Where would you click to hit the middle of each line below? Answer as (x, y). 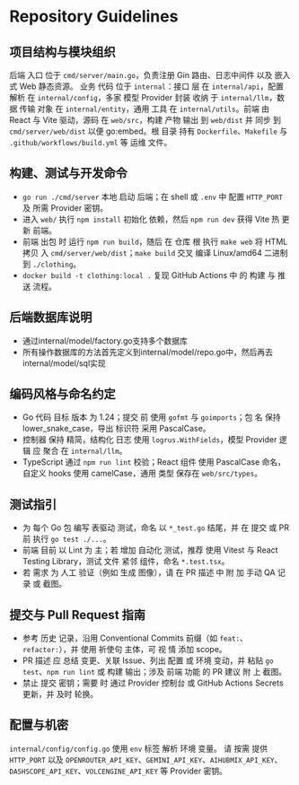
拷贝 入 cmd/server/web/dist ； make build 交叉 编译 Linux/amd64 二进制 (155, 252)
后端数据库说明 (51, 317)
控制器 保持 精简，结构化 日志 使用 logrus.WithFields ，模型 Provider (149, 440)
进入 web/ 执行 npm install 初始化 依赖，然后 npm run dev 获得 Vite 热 (151, 219)
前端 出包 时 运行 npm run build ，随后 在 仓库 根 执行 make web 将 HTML (155, 241)
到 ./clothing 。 (52, 264)
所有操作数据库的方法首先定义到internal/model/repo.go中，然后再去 (148, 352)
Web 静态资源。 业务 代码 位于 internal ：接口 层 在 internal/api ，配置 (152, 86)
